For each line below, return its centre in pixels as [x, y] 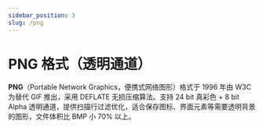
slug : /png [26, 23]
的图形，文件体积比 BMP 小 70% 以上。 [72, 117]
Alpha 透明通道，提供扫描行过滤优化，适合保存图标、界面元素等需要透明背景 [132, 107]
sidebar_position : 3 [42, 15]
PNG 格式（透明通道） [80, 64]
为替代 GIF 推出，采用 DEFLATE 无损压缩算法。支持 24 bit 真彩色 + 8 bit [124, 97]
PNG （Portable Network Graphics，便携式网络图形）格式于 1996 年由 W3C [130, 87]
